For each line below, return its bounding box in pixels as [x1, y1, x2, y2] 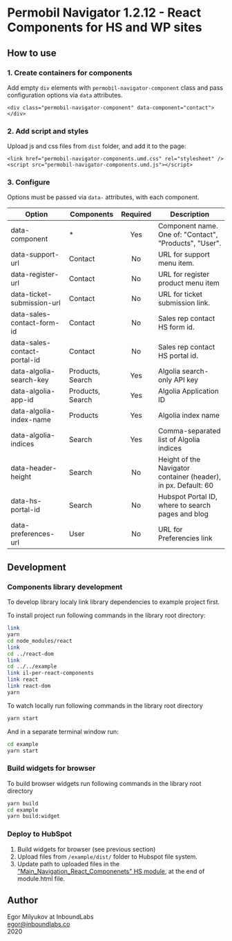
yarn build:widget [7, 813, 60, 820]
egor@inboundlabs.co [7, 920, 70, 929]
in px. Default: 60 [157, 481, 214, 491]
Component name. [157, 221, 219, 231]
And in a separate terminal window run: [7, 727, 119, 736]
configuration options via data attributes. [7, 91, 123, 99]
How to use [7, 47, 57, 59]
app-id [10, 395, 34, 405]
